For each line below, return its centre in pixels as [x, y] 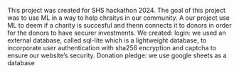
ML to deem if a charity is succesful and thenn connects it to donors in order [119, 25]
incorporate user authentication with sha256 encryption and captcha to [112, 48]
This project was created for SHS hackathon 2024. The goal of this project [117, 10]
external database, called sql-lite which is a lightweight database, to [107, 40]
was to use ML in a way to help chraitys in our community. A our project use [118, 18]
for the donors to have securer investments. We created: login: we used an [117, 33]
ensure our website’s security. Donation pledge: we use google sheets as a [117, 55]
